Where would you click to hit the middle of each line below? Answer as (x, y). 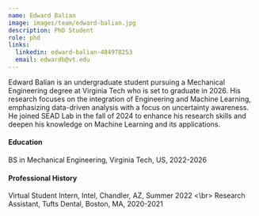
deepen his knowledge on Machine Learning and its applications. (114, 124)
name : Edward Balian (42, 15)
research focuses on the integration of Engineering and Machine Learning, (130, 99)
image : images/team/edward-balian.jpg (72, 23)
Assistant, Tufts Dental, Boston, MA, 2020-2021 (86, 204)
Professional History (43, 178)
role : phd (25, 38)
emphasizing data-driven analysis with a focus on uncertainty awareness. (129, 107)
